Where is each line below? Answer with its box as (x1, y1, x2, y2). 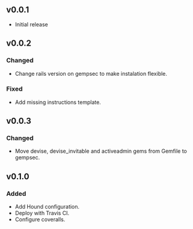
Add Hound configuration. (14, 203, 80, 210)
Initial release (14, 20, 48, 28)
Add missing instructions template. (14, 99, 101, 106)
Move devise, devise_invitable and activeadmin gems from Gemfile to (14, 147, 188, 155)
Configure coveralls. (14, 216, 66, 223)
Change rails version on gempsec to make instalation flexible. (14, 70, 167, 77)
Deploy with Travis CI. (14, 210, 70, 217)
